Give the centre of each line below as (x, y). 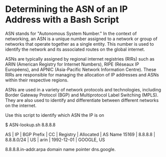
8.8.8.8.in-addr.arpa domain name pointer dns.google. (60, 149)
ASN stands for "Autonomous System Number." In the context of (71, 33)
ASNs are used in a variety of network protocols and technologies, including (83, 89)
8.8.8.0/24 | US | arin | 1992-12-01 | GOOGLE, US (55, 140)
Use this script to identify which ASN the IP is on (55, 115)
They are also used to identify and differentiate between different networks (82, 100)
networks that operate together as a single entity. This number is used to (80, 44)
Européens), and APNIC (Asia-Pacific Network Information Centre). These (81, 69)
